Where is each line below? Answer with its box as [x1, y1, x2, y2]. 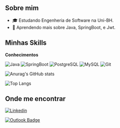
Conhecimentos [5, 52, 38, 58]
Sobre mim [5, 4, 39, 12]
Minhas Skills [5, 39, 47, 47]
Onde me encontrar [5, 95, 66, 103]
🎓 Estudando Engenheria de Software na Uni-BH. [12, 17, 114, 23]
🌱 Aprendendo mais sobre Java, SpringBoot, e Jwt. [12, 24, 116, 30]
